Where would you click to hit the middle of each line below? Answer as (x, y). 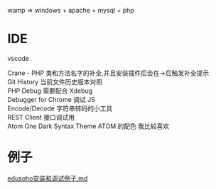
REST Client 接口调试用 (41, 117)
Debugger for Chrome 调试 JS (52, 99)
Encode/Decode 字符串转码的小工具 (60, 108)
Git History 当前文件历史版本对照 (55, 81)
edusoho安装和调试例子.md (48, 178)
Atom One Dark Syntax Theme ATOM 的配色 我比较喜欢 (88, 126)
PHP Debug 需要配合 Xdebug (50, 91)
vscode (18, 58)
